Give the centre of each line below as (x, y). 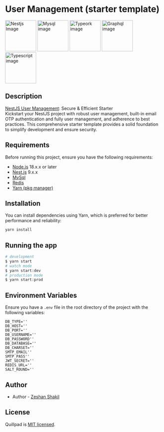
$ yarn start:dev (23, 270)
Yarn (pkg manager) (33, 188)
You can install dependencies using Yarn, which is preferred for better (77, 215)
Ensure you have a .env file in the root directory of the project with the (77, 307)
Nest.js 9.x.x (25, 172)
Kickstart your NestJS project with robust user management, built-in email (81, 113)
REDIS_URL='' (19, 365)
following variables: (25, 313)
